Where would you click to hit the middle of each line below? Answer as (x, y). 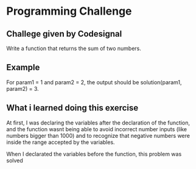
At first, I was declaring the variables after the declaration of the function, (98, 123)
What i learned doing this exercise (72, 108)
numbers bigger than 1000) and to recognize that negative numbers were (98, 135)
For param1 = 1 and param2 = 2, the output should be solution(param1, (94, 82)
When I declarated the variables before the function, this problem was (94, 154)
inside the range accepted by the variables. (61, 142)
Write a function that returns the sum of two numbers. (74, 48)
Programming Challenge (69, 11)
